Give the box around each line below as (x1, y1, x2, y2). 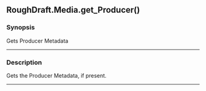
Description (6, 58, 42, 67)
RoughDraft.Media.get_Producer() (6, 5, 140, 15)
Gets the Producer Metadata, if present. (6, 71, 107, 79)
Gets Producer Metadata (6, 37, 69, 45)
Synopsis (6, 23, 35, 32)
